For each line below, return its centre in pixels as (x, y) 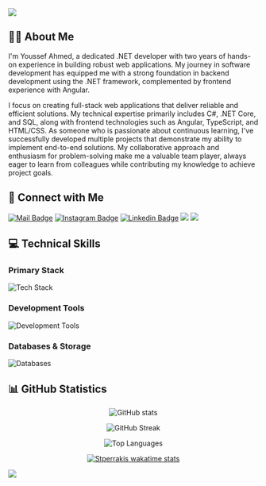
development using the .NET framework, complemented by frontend (120, 81)
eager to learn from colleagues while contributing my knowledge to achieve (132, 164)
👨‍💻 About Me (41, 37)
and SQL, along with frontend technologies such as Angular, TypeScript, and (133, 121)
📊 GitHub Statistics (58, 390)
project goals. (31, 172)
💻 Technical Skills (54, 244)
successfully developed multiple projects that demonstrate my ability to (125, 139)
